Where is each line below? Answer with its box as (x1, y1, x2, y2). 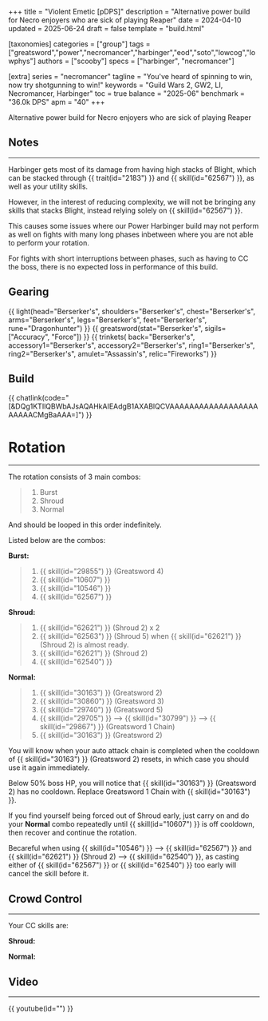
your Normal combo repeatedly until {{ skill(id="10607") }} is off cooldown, (8, 820, 255, 829)
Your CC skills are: (8, 921, 69, 931)
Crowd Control (8, 891, 82, 906)
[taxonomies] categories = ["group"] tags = (8, 39, 151, 49)
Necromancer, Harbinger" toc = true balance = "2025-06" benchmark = (8, 89, 246, 98)
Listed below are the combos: (8, 536, 106, 545)
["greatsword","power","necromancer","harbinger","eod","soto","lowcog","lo (8, 48, 256, 57)
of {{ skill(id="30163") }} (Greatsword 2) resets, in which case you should (8, 755, 250, 764)
